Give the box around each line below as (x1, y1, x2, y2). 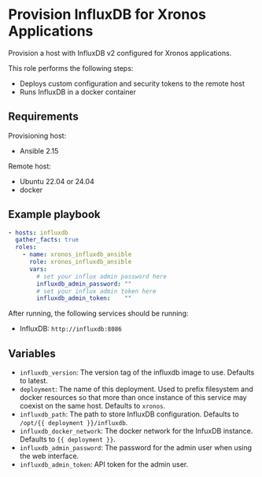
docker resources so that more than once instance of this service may (19, 393, 247, 402)
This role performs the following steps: (8, 63, 134, 72)
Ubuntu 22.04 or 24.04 (19, 176, 94, 186)
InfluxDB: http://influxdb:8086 (19, 324, 122, 334)
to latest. (19, 376, 49, 386)
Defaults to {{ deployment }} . (19, 434, 116, 444)
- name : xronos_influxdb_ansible (22, 250, 132, 259)
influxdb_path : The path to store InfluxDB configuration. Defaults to (19, 409, 239, 419)
